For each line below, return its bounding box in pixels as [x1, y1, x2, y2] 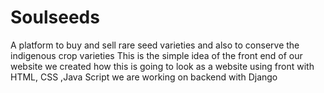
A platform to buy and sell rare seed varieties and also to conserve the [10, 39, 300, 51]
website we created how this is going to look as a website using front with [10, 60, 315, 72]
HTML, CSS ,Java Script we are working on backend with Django [10, 71, 278, 83]
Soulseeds [10, 6, 100, 29]
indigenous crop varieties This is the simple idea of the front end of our [10, 49, 303, 61]
